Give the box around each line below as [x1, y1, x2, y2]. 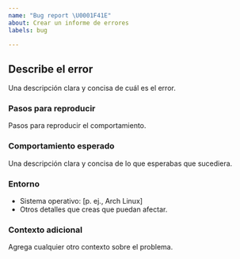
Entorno [8, 178, 40, 190]
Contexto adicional [8, 224, 83, 235]
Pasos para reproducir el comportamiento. [8, 121, 147, 130]
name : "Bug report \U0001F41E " [8, 11, 112, 20]
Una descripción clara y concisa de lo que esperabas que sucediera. [8, 159, 233, 168]
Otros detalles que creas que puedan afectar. [19, 205, 168, 214]
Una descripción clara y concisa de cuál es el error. [8, 84, 176, 93]
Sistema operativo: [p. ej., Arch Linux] [19, 197, 143, 206]
